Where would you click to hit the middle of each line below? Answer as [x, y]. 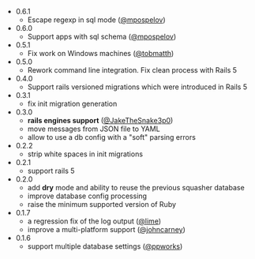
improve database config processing [87, 196]
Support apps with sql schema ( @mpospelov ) [102, 36]
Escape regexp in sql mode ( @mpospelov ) [96, 20]
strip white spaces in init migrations [85, 154]
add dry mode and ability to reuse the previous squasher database [136, 188]
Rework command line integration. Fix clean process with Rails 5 [132, 70]
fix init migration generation [72, 103]
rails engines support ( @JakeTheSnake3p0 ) [100, 120]
